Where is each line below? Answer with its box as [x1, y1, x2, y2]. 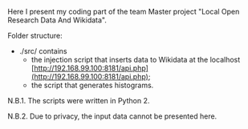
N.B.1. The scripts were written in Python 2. [7, 96, 150, 105]
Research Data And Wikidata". [7, 15, 108, 25]
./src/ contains [18, 46, 67, 55]
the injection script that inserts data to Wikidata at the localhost [30, 55, 241, 64]
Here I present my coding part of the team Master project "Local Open [7, 7, 240, 16]
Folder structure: [7, 31, 63, 40]
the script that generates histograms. [30, 80, 154, 90]
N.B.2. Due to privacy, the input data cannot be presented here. [7, 111, 218, 121]
